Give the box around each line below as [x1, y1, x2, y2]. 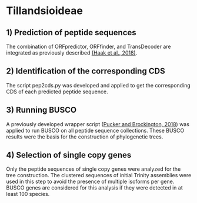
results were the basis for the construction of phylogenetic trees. [6, 133, 163, 140]
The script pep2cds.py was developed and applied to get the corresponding [6, 82, 191, 89]
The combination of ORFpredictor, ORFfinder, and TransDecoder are [6, 43, 172, 50]
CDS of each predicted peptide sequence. [6, 88, 108, 95]
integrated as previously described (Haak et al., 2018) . [6, 49, 138, 56]
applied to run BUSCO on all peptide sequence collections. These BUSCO [6, 127, 185, 134]
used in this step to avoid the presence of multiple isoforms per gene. [6, 178, 175, 185]
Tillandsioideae [6, 4, 84, 18]
